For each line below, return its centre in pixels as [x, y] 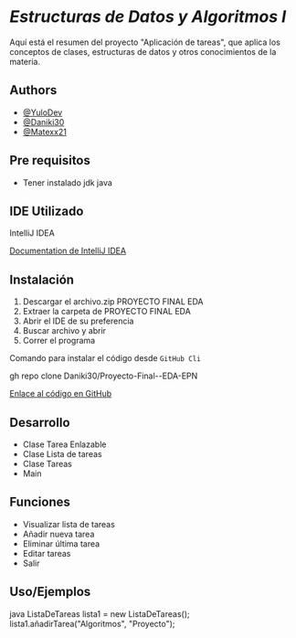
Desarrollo [40, 422]
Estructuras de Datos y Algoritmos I [148, 17]
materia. [25, 61]
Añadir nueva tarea [58, 534]
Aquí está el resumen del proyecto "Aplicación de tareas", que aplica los [145, 42]
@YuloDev [42, 112]
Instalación [42, 279]
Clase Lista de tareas [62, 454]
